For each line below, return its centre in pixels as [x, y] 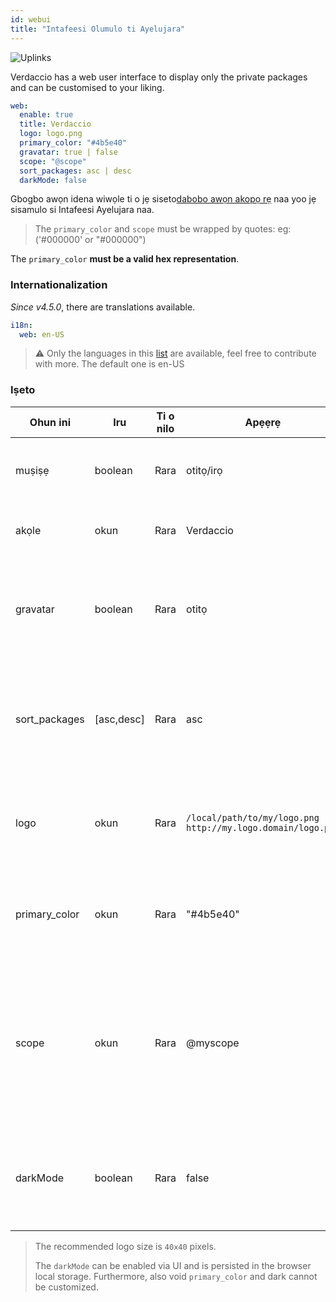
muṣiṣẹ [32, 470]
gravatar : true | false [68, 152]
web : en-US [42, 334]
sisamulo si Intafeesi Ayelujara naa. [82, 210]
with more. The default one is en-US [109, 364]
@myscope [213, 1043]
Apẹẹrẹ [263, 422]
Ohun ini [50, 422]
